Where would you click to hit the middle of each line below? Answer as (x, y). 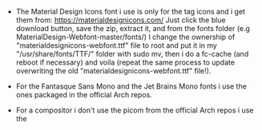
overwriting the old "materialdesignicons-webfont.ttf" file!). (113, 71)
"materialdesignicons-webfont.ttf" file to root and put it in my (117, 45)
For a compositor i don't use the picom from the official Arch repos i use (135, 110)
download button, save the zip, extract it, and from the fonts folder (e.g (133, 28)
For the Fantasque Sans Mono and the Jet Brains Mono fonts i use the (131, 86)
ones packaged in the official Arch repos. (84, 95)
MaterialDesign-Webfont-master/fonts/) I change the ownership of (125, 37)
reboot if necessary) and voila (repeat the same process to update (125, 62)
